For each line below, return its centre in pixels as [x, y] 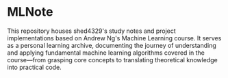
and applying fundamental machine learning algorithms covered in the [106, 53]
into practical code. [34, 67]
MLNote [30, 12]
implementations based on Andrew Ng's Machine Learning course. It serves [114, 38]
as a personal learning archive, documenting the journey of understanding [112, 45]
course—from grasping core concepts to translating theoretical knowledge [112, 60]
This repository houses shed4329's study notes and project [91, 31]
